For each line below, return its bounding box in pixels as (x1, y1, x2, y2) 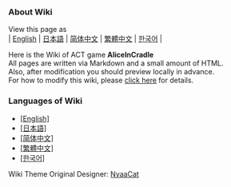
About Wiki (8, 6, 53, 18)
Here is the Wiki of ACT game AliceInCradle (8, 50, 154, 60)
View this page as (8, 25, 67, 34)
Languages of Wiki (8, 95, 82, 106)
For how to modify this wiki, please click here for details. (8, 75, 194, 86)
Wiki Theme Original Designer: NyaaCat (8, 169, 140, 178)
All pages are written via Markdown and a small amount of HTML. (8, 58, 224, 68)
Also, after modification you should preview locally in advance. (8, 67, 215, 77)
